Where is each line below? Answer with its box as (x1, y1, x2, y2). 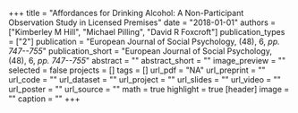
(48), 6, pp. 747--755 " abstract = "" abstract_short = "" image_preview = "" (8, 56, 286, 65)
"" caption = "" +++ (8, 93, 81, 104)
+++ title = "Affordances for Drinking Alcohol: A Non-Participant (8, 8, 244, 18)
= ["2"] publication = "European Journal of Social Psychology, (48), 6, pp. (8, 36, 281, 47)
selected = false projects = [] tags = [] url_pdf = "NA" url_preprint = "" (8, 65, 266, 75)
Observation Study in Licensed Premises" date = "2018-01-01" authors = (8, 17, 277, 28)
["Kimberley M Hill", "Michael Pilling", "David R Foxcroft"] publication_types (8, 27, 285, 37)
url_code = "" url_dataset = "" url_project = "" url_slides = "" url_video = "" (8, 74, 281, 84)
